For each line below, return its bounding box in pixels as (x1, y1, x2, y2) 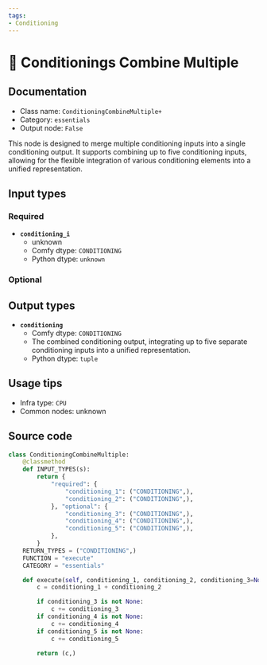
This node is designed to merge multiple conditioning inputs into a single (8, 139, 246, 148)
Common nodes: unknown (19, 406, 106, 416)
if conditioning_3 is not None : (37, 598, 145, 606)
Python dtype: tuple (31, 354, 99, 363)
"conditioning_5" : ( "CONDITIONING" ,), (64, 525, 194, 533)
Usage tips (8, 377, 63, 390)
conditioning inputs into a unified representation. (31, 345, 191, 354)
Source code (8, 429, 73, 443)
